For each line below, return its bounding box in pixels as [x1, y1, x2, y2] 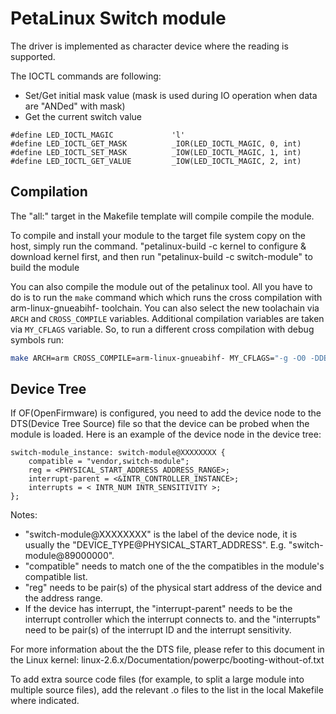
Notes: [10, 509, 38, 521]
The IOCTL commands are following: [10, 70, 162, 82]
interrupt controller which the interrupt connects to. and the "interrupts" [24, 613, 321, 626]
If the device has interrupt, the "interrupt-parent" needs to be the [24, 603, 293, 615]
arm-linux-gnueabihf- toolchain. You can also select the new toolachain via [10, 302, 320, 314]
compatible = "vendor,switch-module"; [28, 457, 190, 467]
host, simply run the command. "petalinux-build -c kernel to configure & [10, 240, 307, 252]
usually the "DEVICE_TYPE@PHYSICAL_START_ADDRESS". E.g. [24, 539, 287, 551]
